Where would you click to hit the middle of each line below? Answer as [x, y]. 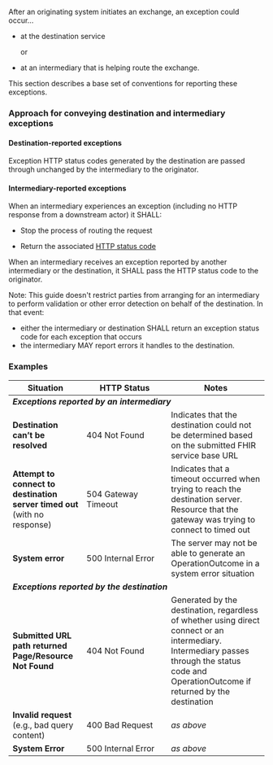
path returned [40, 645]
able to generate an [208, 553]
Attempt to [34, 474]
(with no [28, 514]
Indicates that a [200, 469]
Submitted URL [42, 636]
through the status [206, 661]
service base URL [204, 455]
